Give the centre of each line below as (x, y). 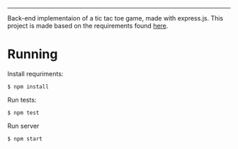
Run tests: (22, 100)
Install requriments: (35, 73)
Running (33, 54)
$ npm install (28, 87)
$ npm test (23, 113)
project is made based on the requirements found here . (88, 26)
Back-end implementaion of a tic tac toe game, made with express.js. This (115, 18)
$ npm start (25, 138)
